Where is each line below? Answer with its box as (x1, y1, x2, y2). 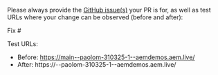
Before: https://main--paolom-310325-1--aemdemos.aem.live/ (17, 53, 195, 61)
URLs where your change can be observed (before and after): (7, 13, 183, 21)
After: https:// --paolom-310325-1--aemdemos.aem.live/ (17, 61, 176, 68)
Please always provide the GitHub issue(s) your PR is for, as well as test (7, 6, 211, 14)
